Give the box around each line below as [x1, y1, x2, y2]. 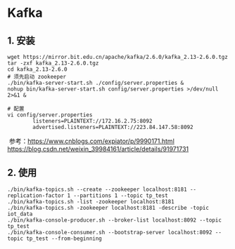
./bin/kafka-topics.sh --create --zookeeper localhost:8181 [7, 186, 188, 193]
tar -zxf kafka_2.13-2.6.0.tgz [7, 60, 99, 67]
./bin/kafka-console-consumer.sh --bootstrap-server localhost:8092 [7, 229, 212, 236]
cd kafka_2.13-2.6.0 [7, 66, 68, 73]
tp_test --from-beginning [25, 235, 102, 242]
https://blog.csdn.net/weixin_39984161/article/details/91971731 [7, 145, 189, 153]
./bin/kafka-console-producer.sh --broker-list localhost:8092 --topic [7, 216, 222, 224]
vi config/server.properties [7, 112, 93, 119]
